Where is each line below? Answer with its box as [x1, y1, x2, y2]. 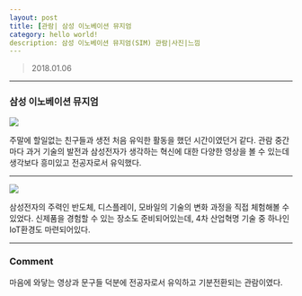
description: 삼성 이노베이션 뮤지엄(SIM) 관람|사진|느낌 [9, 38, 200, 48]
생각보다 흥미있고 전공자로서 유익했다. [9, 157, 142, 167]
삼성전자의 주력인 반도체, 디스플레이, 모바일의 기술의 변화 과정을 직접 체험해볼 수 [9, 202, 290, 212]
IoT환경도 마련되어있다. [9, 224, 91, 235]
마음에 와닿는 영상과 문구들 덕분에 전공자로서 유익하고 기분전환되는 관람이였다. [9, 276, 283, 288]
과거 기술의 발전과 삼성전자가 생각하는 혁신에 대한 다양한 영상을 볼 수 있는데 [25, 146, 290, 157]
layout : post [9, 13, 58, 22]
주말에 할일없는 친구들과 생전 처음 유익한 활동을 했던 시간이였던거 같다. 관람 [9, 134, 273, 145]
